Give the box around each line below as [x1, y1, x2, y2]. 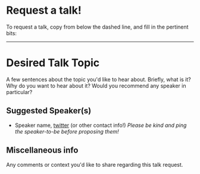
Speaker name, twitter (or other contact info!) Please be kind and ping [14, 122, 187, 129]
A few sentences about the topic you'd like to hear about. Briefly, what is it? [6, 76, 192, 83]
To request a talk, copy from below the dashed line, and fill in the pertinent [6, 23, 189, 30]
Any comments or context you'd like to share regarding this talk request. [6, 161, 183, 168]
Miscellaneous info [6, 145, 79, 156]
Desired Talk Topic [6, 56, 100, 70]
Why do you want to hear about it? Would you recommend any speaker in [6, 82, 186, 89]
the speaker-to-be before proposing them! [14, 128, 119, 135]
